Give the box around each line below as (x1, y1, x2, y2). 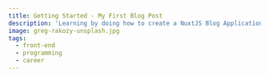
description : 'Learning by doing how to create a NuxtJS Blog (8, 19, 220, 27)
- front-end (15, 42, 56, 50)
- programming (15, 49, 62, 57)
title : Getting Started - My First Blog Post (8, 11, 163, 20)
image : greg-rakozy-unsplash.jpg (8, 26, 120, 34)
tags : (8, 34, 26, 43)
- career (15, 57, 45, 65)
